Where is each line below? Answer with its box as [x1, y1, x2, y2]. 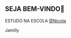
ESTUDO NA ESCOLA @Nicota [5, 18, 66, 23]
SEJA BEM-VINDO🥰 [5, 5, 65, 13]
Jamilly [5, 27, 19, 33]
